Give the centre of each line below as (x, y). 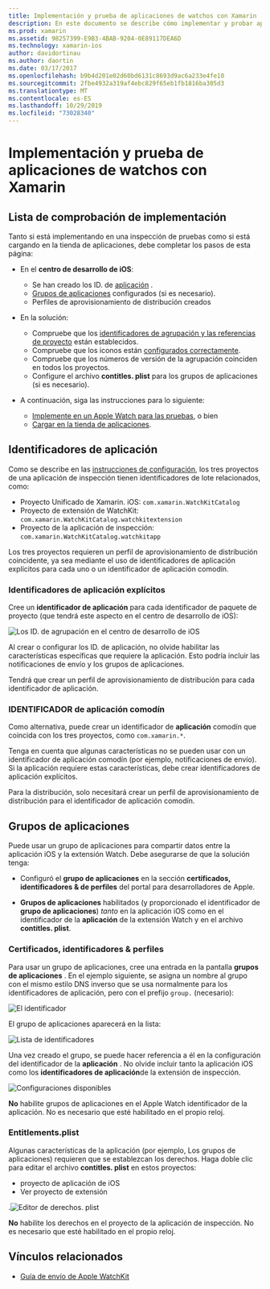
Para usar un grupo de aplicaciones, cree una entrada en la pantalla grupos (133, 967)
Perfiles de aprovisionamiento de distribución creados (121, 302)
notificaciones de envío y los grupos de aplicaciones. (96, 664)
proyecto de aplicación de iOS (70, 1183)
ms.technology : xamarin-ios (55, 46)
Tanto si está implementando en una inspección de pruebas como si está (129, 236)
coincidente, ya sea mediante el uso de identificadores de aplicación (122, 560)
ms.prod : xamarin (37, 31)
